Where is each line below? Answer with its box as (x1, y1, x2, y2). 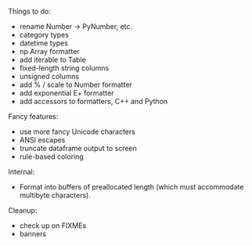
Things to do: (8, 7, 51, 16)
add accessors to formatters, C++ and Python (19, 97, 168, 106)
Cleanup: (8, 206, 38, 214)
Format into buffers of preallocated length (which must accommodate (19, 182, 244, 191)
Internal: (8, 168, 35, 176)
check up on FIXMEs (19, 221, 87, 230)
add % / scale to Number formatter (19, 80, 133, 89)
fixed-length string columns (19, 63, 110, 73)
